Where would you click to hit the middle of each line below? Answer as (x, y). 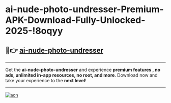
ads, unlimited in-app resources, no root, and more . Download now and (81, 75)
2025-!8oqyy (34, 31)
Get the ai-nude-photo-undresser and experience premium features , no (83, 70)
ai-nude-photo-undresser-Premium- (84, 9)
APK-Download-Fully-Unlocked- (75, 20)
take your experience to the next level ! (46, 80)
